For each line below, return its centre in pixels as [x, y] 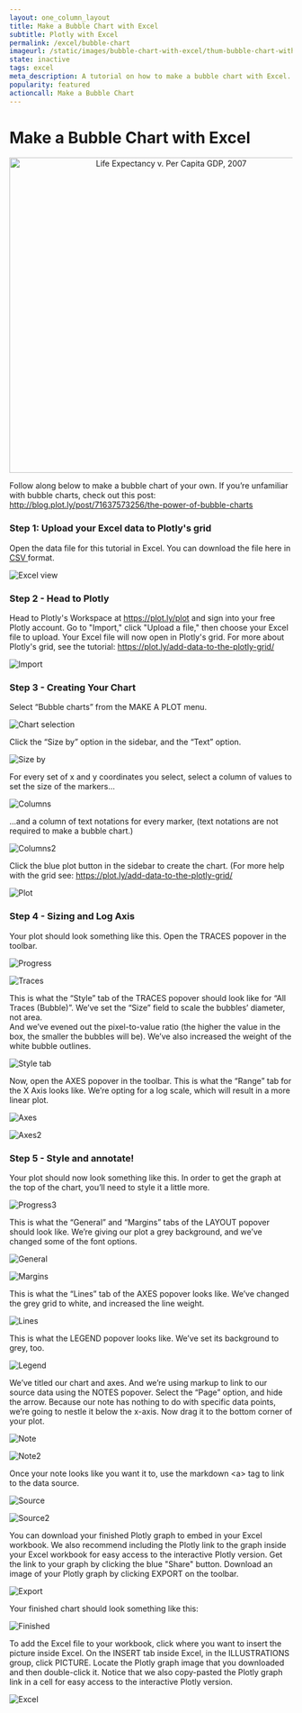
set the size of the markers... [62, 787]
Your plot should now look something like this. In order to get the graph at [145, 1178]
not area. [26, 1017]
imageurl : [28, 51]
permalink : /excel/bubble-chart [70, 43]
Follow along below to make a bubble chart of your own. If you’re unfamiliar [149, 486]
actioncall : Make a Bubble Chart [72, 93]
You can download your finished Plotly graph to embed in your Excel [136, 1535]
